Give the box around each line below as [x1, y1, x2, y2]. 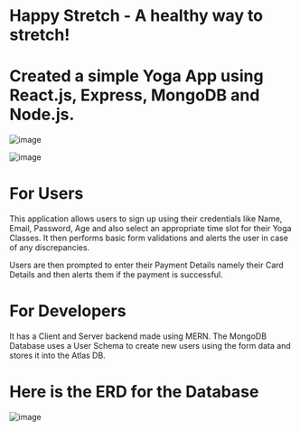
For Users [9, 183, 84, 204]
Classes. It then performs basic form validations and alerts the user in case [9, 232, 289, 244]
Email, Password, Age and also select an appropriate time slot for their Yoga [9, 223, 292, 234]
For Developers [9, 301, 127, 322]
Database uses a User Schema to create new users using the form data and [9, 341, 291, 351]
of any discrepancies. [9, 242, 90, 253]
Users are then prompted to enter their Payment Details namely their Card [9, 259, 285, 271]
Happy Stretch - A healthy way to [9, 5, 264, 26]
